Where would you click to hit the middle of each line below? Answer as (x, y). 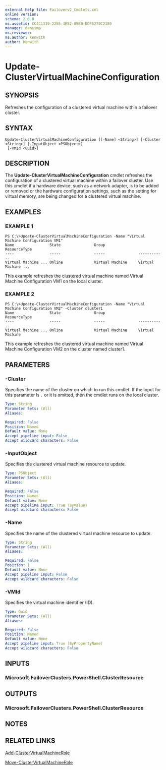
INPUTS (17, 664)
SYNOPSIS (22, 95)
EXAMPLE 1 (19, 226)
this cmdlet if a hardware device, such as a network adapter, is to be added (82, 186)
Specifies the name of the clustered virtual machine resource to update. (79, 533)
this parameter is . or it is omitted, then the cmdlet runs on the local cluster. (82, 395)
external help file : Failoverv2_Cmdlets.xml (52, 10)
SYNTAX (19, 128)
